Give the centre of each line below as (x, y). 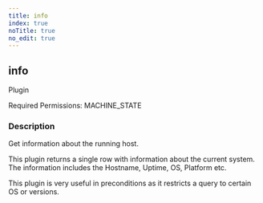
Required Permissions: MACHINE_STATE (75, 106)
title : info (28, 16)
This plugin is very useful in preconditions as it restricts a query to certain (130, 183)
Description (32, 126)
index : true (28, 23)
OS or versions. (34, 192)
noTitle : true (32, 30)
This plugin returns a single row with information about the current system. (131, 159)
